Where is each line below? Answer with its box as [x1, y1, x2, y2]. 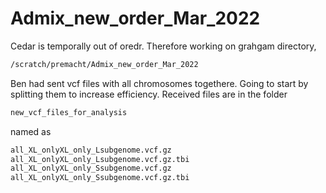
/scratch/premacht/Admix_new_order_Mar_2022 [10, 59, 199, 69]
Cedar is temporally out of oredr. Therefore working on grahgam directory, [10, 40, 317, 52]
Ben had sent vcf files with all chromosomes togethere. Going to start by [10, 77, 309, 89]
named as [10, 125, 52, 137]
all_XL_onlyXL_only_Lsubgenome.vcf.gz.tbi [10, 154, 190, 164]
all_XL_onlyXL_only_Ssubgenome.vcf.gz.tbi [10, 173, 190, 183]
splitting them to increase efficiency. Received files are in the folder [10, 88, 288, 100]
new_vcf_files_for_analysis [10, 107, 128, 117]
